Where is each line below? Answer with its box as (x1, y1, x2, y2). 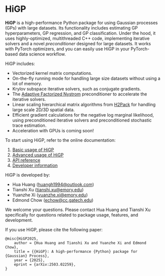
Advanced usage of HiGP (12, 152, 64, 158)
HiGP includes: (5, 61, 35, 66)
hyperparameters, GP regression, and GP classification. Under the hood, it (5, 30, 156, 36)
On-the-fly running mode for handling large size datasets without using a (12, 75, 161, 81)
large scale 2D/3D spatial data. (12, 107, 75, 113)
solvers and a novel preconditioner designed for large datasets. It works (5, 40, 151, 46)
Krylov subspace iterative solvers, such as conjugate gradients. (12, 86, 141, 92)
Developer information (12, 162, 58, 168)
